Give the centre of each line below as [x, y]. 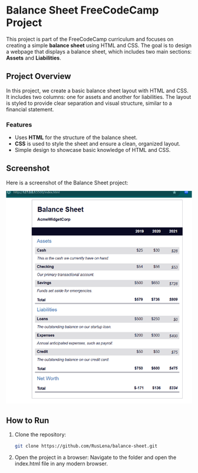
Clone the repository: [40, 435]
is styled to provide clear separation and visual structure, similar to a [89, 103]
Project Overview [39, 76]
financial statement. [30, 109]
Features [19, 124]
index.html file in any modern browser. [61, 464]
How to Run [28, 420]
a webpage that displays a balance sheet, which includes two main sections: [99, 51]
